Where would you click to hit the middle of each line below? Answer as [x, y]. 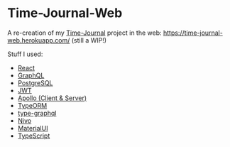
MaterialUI [33, 128]
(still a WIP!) [89, 40]
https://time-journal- [193, 33]
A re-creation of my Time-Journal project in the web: [84, 33]
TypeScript [34, 136]
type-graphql [37, 113]
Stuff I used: [25, 54]
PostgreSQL [35, 82]
